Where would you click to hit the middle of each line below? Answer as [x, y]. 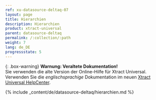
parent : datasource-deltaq [33, 33]
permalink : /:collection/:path [38, 38]
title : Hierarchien [26, 19]
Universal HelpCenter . [28, 82]
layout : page [19, 15]
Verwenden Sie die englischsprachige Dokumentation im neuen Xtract [78, 77]
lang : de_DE [18, 47]
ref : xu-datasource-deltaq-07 [37, 10]
